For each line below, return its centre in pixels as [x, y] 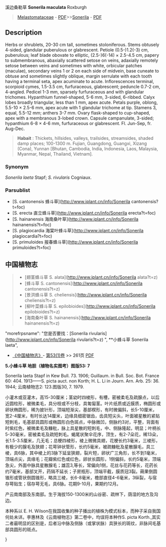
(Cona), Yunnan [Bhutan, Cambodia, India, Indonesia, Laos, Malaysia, [87, 148]
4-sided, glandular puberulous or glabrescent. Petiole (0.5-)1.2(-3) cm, [77, 50]
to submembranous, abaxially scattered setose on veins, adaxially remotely [82, 60]
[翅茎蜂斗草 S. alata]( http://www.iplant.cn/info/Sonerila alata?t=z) [91, 277]
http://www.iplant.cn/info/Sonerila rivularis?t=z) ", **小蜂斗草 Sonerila [78, 339]
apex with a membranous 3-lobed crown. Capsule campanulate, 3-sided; [80, 118]
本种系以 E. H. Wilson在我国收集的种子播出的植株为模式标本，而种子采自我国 [83, 511]
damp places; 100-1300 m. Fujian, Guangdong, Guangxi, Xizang [82, 143]
